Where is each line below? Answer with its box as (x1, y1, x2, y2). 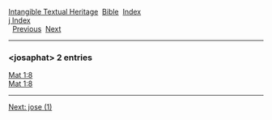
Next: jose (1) (8, 102, 53, 112)
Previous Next (11, 24, 62, 33)
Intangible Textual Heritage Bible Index (8, 7, 142, 16)
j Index (8, 15, 31, 25)
